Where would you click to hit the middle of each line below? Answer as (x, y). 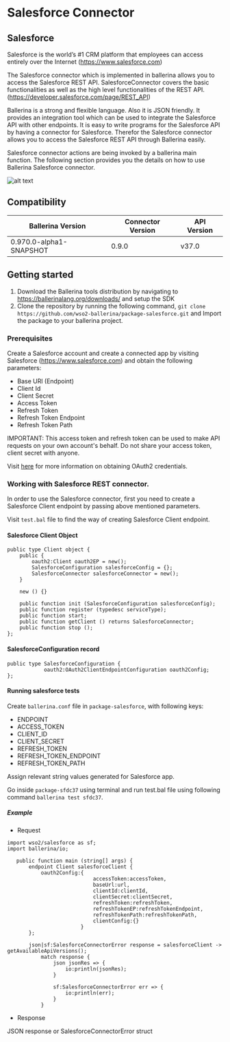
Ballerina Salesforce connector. (51, 167)
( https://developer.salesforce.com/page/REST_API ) (79, 97)
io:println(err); (90, 993)
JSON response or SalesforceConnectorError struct (80, 1031)
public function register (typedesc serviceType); (93, 610)
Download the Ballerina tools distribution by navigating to (98, 291)
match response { (65, 957)
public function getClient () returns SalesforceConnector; (107, 622)
